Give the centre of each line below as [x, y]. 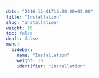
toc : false [19, 33]
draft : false [22, 39]
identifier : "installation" [51, 66]
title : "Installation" [34, 17]
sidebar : [22, 50]
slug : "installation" [33, 22]
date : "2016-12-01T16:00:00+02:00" [50, 11]
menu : [13, 45]
